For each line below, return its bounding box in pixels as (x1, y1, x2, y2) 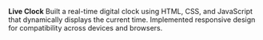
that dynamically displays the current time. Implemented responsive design (8, 15, 256, 24)
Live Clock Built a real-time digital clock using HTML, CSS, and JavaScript (8, 7, 253, 16)
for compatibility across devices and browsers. (8, 24, 163, 32)
